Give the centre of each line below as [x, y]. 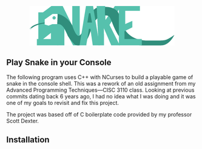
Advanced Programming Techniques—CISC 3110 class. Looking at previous [100, 90]
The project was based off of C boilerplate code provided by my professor [99, 114]
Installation [28, 140]
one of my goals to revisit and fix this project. [63, 103]
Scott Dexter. [23, 121]
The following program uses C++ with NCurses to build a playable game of [100, 77]
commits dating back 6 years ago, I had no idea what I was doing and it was [101, 96]
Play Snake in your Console [59, 62]
